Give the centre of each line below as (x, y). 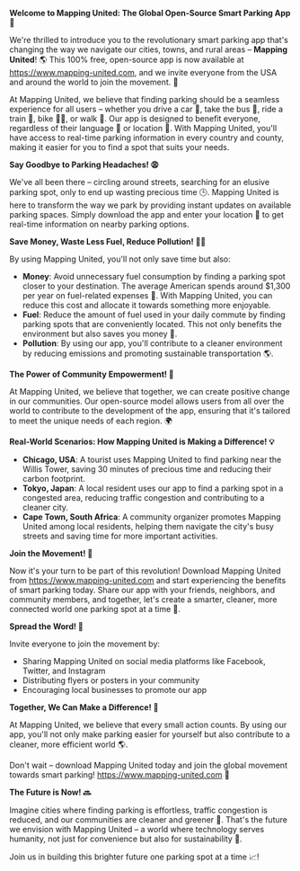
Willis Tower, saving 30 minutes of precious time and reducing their (147, 469)
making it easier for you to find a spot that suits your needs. (119, 147)
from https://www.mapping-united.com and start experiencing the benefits (148, 580)
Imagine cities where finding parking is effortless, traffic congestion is (138, 810)
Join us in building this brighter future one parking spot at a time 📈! (134, 857)
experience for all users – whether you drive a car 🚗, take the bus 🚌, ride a (146, 109)
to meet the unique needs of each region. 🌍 (91, 421)
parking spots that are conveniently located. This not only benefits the (152, 324)
